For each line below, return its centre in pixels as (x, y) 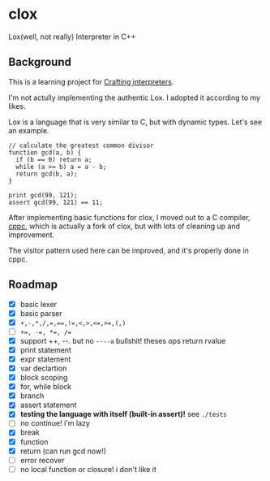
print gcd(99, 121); (43, 195)
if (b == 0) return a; (54, 159)
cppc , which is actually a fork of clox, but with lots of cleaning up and (124, 226)
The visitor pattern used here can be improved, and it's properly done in (129, 250)
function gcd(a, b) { (45, 152)
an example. (29, 130)
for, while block (45, 387)
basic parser (41, 313)
